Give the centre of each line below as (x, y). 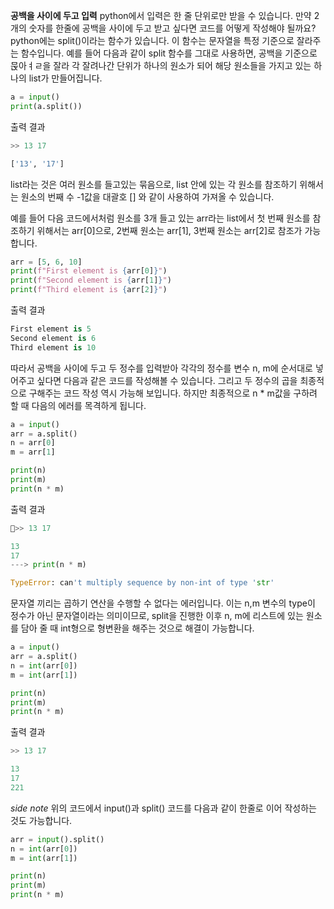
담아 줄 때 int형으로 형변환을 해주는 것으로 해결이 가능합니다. (137, 628)
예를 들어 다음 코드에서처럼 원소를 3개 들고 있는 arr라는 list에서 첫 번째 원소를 (160, 218)
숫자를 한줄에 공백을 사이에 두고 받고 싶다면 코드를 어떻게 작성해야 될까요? (172, 28)
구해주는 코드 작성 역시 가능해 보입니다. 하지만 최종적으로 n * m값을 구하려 (173, 393)
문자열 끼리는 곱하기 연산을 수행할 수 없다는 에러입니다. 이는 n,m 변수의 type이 (163, 603)
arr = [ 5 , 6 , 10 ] (46, 262)
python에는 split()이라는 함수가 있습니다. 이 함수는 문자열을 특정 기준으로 (152, 40)
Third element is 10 (53, 347)
